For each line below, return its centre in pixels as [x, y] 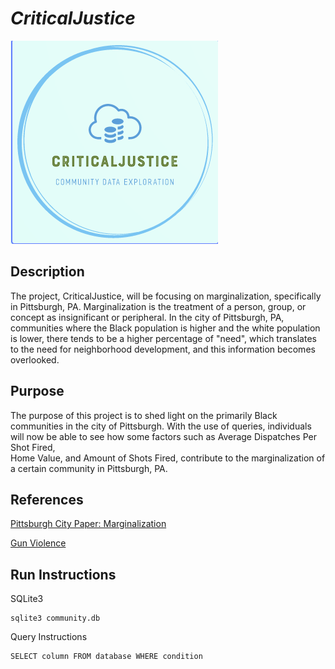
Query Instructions [49, 637]
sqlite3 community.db [55, 618]
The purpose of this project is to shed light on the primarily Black [144, 415]
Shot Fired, [33, 447]
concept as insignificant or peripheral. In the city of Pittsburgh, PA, [147, 317]
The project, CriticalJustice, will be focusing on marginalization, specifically [166, 296]
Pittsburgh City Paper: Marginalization [88, 524]
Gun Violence [38, 543]
